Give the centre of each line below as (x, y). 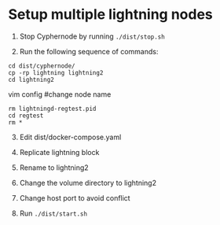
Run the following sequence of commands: (89, 51)
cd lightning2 (31, 79)
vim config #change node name (60, 94)
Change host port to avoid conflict (75, 197)
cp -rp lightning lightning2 (56, 72)
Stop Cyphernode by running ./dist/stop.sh (92, 36)
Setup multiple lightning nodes (111, 15)
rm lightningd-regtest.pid (52, 109)
